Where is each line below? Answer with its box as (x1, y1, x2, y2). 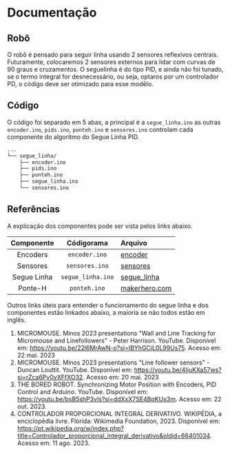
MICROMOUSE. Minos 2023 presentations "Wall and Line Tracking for (17, 329, 216, 337)
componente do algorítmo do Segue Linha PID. (7, 132, 140, 141)
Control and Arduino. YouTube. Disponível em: (17, 387, 148, 395)
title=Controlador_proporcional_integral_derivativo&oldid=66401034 (17, 431, 211, 440)
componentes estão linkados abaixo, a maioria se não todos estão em (7, 308, 205, 316)
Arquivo (120, 238, 148, 247)
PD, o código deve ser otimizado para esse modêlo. (7, 80, 154, 87)
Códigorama (66, 238, 108, 247)
